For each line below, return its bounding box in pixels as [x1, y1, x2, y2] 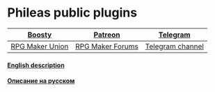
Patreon [93, 30, 120, 39]
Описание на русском [7, 77, 75, 85]
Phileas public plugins [7, 5, 138, 21]
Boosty [27, 30, 52, 39]
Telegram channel [145, 42, 204, 51]
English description [7, 61, 65, 69]
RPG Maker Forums [75, 42, 139, 51]
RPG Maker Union [10, 42, 69, 51]
